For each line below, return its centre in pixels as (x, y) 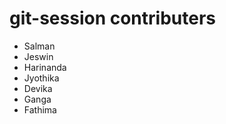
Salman (39, 46)
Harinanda (45, 67)
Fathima (40, 109)
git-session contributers (112, 18)
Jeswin (38, 56)
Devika (38, 88)
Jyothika (41, 78)
